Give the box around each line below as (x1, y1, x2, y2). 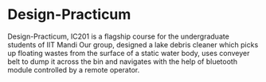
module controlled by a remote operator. (7, 65, 140, 74)
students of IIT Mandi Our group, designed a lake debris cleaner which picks (7, 39, 259, 49)
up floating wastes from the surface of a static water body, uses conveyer (7, 48, 250, 58)
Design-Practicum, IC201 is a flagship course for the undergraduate (7, 32, 230, 41)
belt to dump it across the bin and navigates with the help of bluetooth (7, 57, 238, 66)
